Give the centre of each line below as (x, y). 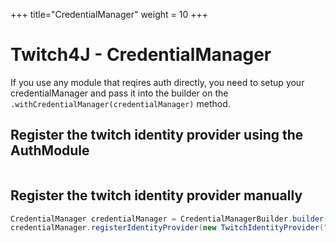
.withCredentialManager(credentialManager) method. (120, 103)
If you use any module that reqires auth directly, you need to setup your (157, 82)
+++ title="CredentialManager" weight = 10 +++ (109, 14)
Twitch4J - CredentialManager (141, 55)
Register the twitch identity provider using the (157, 135)
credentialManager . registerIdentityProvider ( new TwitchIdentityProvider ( (167, 228)
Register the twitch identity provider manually (156, 195)
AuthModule (50, 150)
